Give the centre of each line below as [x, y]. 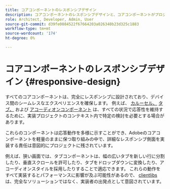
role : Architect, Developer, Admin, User [50, 19]
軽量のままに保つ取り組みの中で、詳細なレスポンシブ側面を [98, 139]
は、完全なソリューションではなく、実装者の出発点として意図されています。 [85, 181]
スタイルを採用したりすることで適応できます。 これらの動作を [96, 169]
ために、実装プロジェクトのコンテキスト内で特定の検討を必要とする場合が [87, 115]
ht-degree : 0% [20, 38]
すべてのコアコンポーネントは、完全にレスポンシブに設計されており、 [78, 97]
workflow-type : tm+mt [28, 29]
